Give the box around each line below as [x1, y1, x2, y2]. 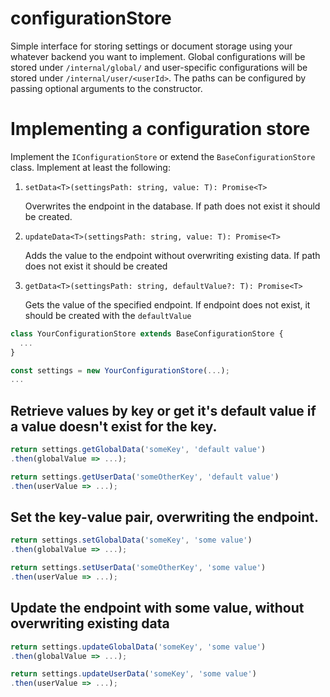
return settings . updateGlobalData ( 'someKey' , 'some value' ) [10, 642, 267, 652]
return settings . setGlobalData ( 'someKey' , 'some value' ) [10, 535, 253, 546]
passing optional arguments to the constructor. [10, 82, 203, 94]
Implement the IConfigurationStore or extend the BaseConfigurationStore [10, 150, 316, 162]
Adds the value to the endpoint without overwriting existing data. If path [24, 249, 321, 261]
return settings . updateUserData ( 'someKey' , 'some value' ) [10, 669, 257, 679]
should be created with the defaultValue [24, 309, 192, 321]
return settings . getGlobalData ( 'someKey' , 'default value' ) [10, 445, 267, 455]
